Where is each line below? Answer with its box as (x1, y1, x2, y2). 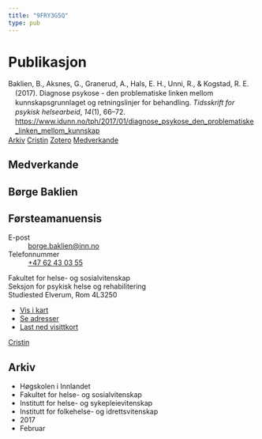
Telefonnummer (8, 250, 60, 259)
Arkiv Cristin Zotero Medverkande (8, 135, 119, 145)
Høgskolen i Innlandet (19, 381, 91, 392)
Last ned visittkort (19, 322, 79, 332)
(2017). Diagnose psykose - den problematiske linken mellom (15, 89, 214, 98)
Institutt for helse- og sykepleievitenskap (19, 399, 153, 408)
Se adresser (19, 314, 59, 324)
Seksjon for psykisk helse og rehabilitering (8, 282, 147, 291)
